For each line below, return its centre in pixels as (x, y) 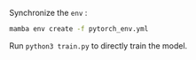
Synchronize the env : (48, 13)
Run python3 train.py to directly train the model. (98, 45)
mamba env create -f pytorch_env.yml (79, 29)
